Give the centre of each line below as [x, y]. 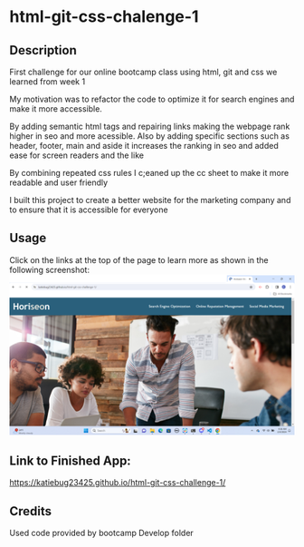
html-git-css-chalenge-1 [104, 17]
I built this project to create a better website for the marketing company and [150, 200]
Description [43, 50]
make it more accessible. [56, 109]
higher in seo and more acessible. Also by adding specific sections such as [149, 136]
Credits [31, 511]
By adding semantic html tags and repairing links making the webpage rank [150, 126]
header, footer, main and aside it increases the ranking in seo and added [144, 146]
